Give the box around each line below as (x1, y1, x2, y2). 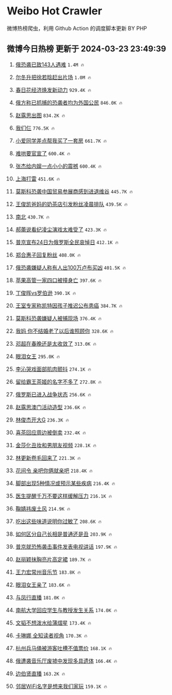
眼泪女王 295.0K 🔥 (15, 352, 60, 359)
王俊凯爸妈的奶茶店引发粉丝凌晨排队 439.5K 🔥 (15, 200, 128, 207)
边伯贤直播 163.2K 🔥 (15, 670, 65, 677)
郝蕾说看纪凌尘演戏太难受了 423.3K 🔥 (15, 226, 107, 233)
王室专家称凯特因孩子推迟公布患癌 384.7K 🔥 (15, 302, 123, 309)
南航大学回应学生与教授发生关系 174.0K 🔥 (15, 606, 118, 613)
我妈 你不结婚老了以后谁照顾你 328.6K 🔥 (15, 327, 114, 334)
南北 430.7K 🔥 (15, 213, 50, 220)
